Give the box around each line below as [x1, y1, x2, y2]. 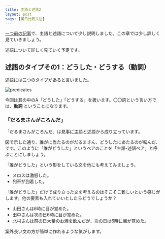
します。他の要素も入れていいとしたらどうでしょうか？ [5, 195, 117, 201]
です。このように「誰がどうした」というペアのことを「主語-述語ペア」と [5, 145, 154, 151]
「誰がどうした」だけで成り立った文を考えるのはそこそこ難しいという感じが [5, 189, 161, 195]
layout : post [5, 12, 32, 17]
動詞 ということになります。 [14, 103, 71, 109]
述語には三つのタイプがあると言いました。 [5, 77, 92, 83]
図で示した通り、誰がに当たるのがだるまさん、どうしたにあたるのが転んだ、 [5, 139, 161, 145]
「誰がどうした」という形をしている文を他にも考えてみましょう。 [5, 162, 139, 168]
